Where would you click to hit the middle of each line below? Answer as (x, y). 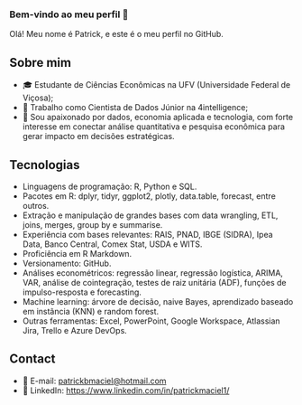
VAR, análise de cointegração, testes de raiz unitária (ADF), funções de (154, 282)
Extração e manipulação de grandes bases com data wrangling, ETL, (150, 215)
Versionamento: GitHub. (67, 263)
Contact (32, 359)
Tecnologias (45, 165)
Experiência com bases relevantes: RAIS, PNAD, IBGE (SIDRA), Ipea (147, 234)
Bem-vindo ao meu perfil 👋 (69, 14)
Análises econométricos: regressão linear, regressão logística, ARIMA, (153, 273)
